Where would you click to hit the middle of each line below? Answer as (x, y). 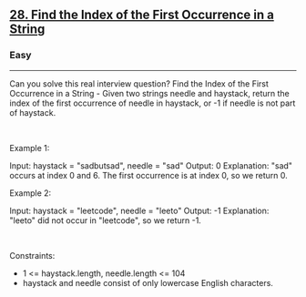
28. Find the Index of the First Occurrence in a (142, 15)
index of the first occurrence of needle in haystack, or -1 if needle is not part (153, 103)
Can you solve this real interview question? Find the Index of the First (139, 83)
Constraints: (32, 255)
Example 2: (31, 193)
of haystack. (33, 112)
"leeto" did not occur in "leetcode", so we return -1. (106, 220)
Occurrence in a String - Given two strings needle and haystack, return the (149, 93)
